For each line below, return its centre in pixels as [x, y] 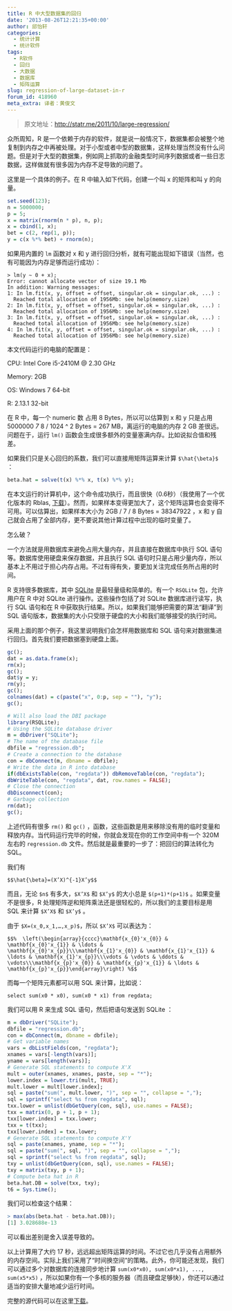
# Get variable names [38, 1042]
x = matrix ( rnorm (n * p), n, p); [55, 220]
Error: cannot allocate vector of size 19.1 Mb [77, 281]
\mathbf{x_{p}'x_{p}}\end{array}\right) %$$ [72, 969]
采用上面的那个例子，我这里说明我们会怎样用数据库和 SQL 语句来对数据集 [112, 630]
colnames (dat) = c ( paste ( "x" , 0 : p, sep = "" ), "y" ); [85, 697]
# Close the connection [41, 787]
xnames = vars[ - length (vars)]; [52, 1055]
